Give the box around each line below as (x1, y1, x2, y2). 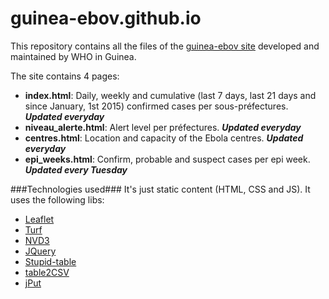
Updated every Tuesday (24, 163, 128, 176)
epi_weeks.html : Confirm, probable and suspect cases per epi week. (24, 153, 311, 165)
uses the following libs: (10, 193, 105, 206)
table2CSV (24, 266, 70, 278)
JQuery (24, 245, 57, 257)
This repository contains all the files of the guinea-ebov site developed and (10, 40, 320, 52)
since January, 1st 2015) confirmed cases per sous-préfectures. (24, 100, 289, 112)
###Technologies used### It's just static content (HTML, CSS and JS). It (10, 183, 311, 195)
